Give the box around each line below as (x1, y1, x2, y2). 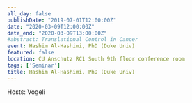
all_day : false (7, 10, 51, 17)
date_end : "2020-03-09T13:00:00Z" (7, 29, 108, 37)
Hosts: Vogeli (7, 88, 45, 96)
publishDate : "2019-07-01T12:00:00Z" (7, 17, 117, 24)
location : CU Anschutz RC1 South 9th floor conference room (7, 56, 186, 63)
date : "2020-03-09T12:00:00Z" (7, 23, 95, 30)
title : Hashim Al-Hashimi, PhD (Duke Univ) (7, 68, 136, 75)
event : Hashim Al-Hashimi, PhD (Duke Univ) (7, 42, 136, 49)
